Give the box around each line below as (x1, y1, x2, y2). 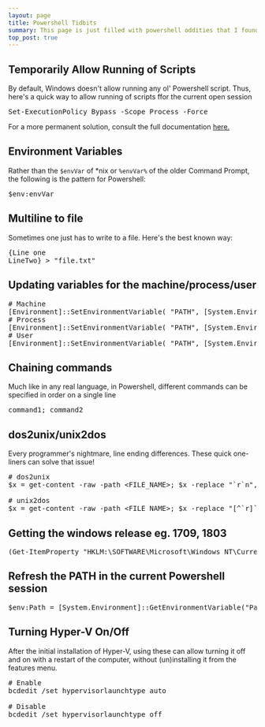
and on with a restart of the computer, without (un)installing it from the (8, 654, 237, 664)
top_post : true (8, 33, 58, 42)
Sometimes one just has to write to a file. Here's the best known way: (8, 233, 233, 242)
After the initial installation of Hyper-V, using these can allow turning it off (8, 646, 246, 655)
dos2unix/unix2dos (8, 427, 106, 442)
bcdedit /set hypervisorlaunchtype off (8, 710, 162, 718)
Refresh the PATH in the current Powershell (8, 569, 226, 583)
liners (8, 457, 26, 467)
